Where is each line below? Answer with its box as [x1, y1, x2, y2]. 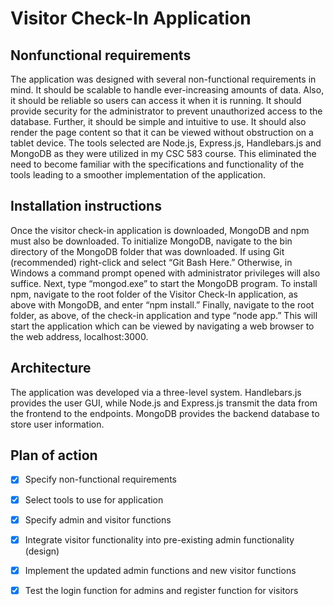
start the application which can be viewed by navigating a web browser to [10, 320, 315, 332]
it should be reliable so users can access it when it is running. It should [10, 95, 302, 106]
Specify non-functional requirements [24, 473, 177, 486]
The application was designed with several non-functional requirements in [10, 73, 317, 85]
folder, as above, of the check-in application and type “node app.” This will [10, 309, 318, 321]
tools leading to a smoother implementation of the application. [10, 169, 266, 181]
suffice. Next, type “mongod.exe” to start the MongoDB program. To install [10, 277, 318, 289]
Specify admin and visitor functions [24, 513, 172, 526]
